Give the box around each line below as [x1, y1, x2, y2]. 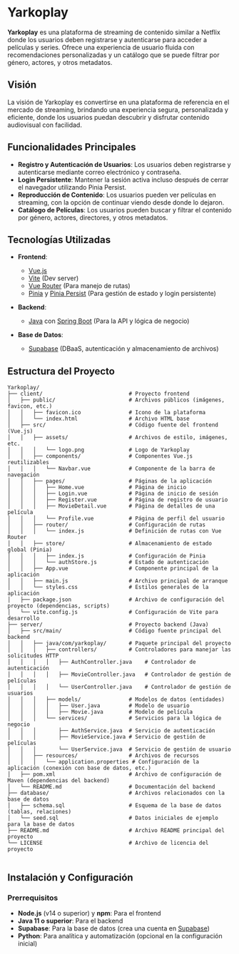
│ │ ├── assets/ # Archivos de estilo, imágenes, [7, 434, 228, 441]
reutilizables [7, 459, 50, 466]
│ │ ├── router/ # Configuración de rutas [7, 521, 205, 528]
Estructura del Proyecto [7, 365, 116, 377]
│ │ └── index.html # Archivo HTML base [7, 415, 190, 423]
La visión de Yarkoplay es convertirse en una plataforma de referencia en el [7, 98, 230, 106]
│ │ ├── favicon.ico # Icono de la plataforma [7, 409, 205, 416]
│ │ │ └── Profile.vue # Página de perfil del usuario [7, 515, 225, 523]
